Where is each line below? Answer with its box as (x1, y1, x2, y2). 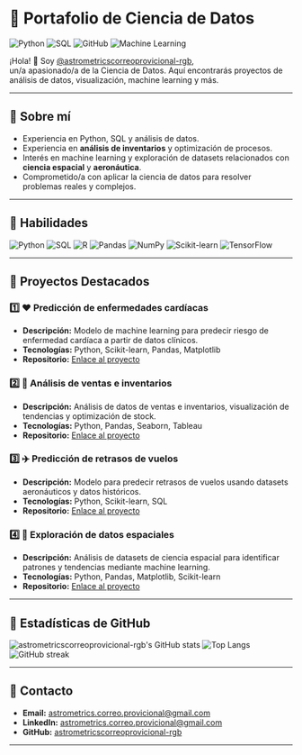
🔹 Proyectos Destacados (9, 274, 150, 289)
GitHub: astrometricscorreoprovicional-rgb (22, 726, 182, 737)
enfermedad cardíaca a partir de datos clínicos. (22, 335, 199, 346)
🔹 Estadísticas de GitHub (9, 615, 151, 631)
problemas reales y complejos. (22, 180, 137, 192)
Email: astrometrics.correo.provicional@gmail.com (22, 707, 211, 718)
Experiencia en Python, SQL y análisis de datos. (22, 132, 200, 143)
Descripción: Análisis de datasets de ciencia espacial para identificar (22, 552, 280, 563)
